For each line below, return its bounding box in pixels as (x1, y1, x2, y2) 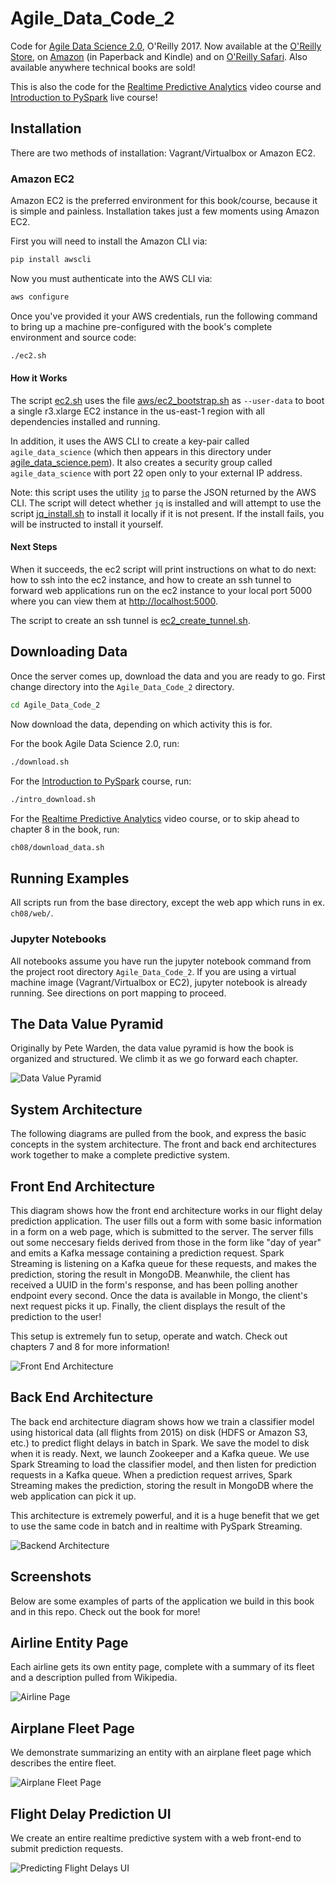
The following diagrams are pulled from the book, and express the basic (10, 1128, 307, 1140)
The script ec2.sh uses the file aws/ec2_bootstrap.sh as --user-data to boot (10, 394, 325, 406)
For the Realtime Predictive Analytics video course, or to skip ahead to (10, 812, 300, 824)
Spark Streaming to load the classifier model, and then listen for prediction (10, 1458, 317, 1470)
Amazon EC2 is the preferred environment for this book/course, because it (10, 195, 318, 207)
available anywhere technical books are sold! (10, 61, 196, 73)
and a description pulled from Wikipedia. (10, 1672, 178, 1684)
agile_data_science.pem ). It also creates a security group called (10, 456, 273, 468)
